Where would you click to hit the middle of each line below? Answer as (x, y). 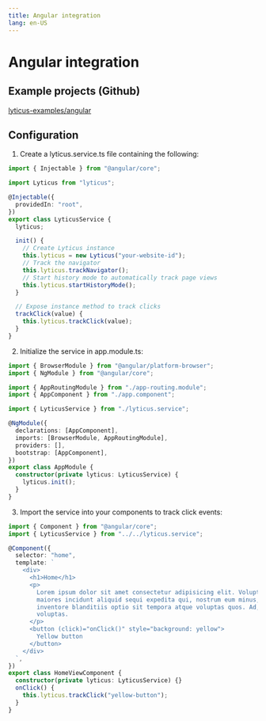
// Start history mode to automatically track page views (120, 278)
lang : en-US (28, 23)
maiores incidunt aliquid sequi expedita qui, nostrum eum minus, (148, 600)
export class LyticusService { (60, 219)
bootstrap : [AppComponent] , (62, 453)
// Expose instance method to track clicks (88, 307)
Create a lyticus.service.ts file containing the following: (109, 154)
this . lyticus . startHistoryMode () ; (79, 285)
